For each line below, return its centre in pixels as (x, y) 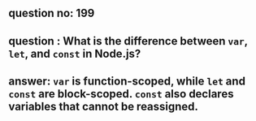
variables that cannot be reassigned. (104, 107)
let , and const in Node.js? (75, 53)
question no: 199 (52, 13)
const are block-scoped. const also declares (121, 94)
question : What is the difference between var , (128, 41)
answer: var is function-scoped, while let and (127, 82)
